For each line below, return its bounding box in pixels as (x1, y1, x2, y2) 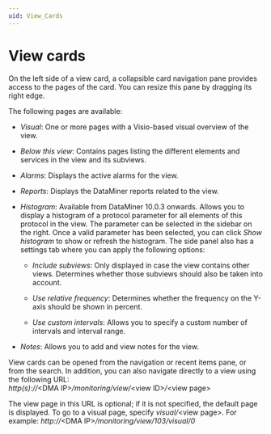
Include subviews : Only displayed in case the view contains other (32, 260, 250, 270)
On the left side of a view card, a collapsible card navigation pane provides (8, 74, 257, 83)
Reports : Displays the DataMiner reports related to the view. (19, 186, 220, 196)
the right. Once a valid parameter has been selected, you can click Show (19, 227, 263, 237)
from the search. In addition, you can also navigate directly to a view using (8, 365, 256, 376)
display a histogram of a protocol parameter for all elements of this (19, 210, 243, 220)
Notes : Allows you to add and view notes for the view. (19, 341, 200, 352)
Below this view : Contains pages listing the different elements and (19, 146, 240, 156)
